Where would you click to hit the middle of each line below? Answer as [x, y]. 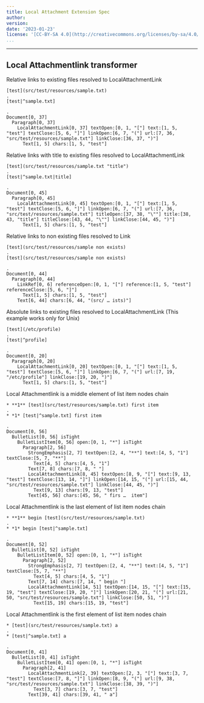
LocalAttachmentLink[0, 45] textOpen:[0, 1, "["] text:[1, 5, [97, 203]
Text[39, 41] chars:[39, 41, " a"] [73, 694]
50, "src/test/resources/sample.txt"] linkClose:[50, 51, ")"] [88, 597]
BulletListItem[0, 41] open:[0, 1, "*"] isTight [80, 663]
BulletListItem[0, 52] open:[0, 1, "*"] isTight [80, 555]
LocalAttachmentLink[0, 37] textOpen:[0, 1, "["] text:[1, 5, [97, 128]
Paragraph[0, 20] [34, 361]
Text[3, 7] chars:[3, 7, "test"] [76, 689]
